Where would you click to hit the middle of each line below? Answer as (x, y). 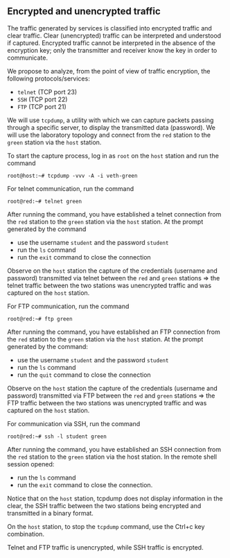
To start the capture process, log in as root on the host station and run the (113, 155)
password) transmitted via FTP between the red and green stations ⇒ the (111, 396)
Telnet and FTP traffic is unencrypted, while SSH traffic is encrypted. (105, 547)
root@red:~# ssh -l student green (57, 437)
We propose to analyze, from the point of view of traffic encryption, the (109, 71)
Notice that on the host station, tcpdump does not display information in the (115, 498)
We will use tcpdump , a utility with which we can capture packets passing (110, 120)
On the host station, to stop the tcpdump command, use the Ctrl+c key (106, 526)
